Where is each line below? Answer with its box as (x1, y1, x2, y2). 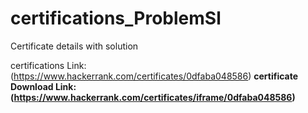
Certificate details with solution (10, 40, 139, 52)
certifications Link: (10, 59, 87, 71)
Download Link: (10, 80, 77, 92)
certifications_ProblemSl (10, 7, 222, 30)
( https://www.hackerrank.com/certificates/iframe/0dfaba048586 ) (10, 91, 296, 103)
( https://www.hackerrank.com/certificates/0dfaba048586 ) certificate (10, 70, 299, 82)
